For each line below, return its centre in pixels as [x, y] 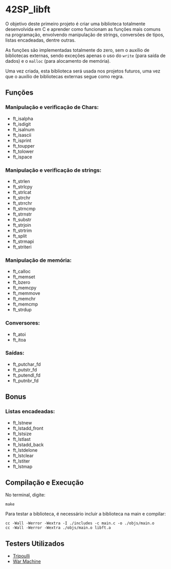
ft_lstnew [22, 422]
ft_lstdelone [25, 450]
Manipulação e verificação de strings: [53, 170]
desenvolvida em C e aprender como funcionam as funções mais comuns [83, 29]
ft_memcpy [25, 288]
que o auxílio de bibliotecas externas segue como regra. [65, 76]
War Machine [27, 561]
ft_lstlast [22, 439]
